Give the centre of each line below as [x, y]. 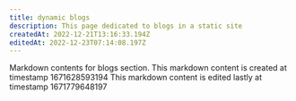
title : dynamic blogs [50, 17]
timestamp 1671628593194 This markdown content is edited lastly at [136, 78]
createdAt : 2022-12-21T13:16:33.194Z [80, 34]
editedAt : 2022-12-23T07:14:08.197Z [78, 42]
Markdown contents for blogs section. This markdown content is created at [148, 68]
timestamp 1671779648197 [58, 87]
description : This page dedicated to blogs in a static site [126, 26]
